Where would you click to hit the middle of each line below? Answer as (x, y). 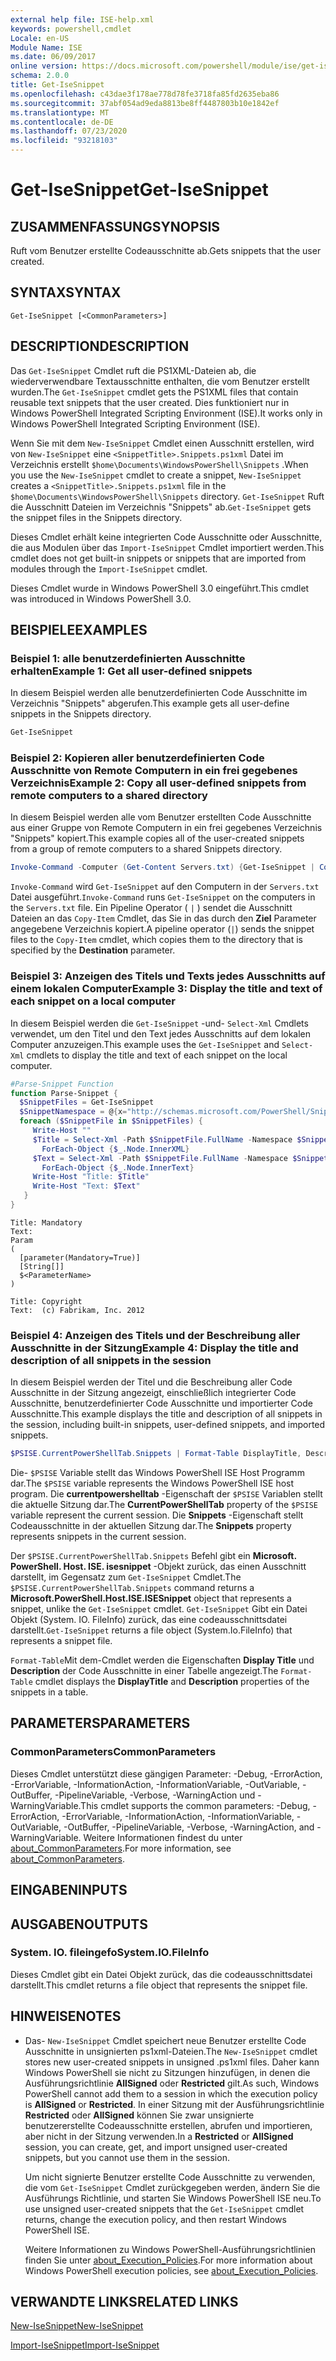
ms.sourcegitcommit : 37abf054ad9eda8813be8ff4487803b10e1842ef (145, 103)
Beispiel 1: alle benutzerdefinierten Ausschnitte (128, 658)
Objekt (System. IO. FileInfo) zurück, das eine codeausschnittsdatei (149, 1620)
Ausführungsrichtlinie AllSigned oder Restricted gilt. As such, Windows (172, 2083)
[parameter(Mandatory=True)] (80, 1257)
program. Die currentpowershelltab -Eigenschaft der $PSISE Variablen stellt (166, 1494)
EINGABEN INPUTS (69, 1890)
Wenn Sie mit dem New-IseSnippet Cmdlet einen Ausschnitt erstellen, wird (162, 443)
